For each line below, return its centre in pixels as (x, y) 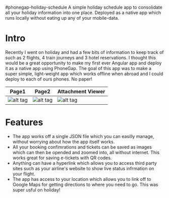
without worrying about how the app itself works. (64, 142)
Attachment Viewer (81, 91)
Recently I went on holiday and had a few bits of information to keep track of (84, 52)
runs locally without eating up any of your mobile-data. (62, 18)
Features (24, 122)
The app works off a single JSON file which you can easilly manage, (83, 136)
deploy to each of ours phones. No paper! (49, 79)
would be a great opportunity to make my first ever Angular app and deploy (83, 63)
